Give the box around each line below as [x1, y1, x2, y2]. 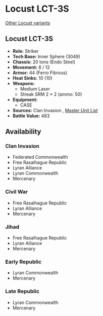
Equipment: [12, 96, 38, 102]
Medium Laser [20, 86, 50, 92]
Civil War [5, 188, 28, 195]
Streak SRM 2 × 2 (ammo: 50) [20, 91, 82, 97]
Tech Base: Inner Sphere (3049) [12, 53, 81, 59]
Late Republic [5, 288, 39, 295]
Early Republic [5, 258, 42, 265]
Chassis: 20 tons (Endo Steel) [12, 59, 76, 65]
